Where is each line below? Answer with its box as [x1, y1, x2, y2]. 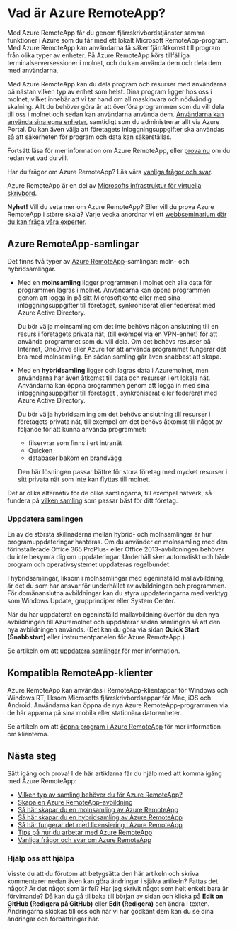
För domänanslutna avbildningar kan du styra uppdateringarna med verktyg [7, 589, 228, 598]
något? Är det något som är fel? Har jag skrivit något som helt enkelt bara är [7, 884, 229, 892]
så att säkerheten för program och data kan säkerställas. [7, 133, 172, 141]
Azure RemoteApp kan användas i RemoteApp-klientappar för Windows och [7, 685, 229, 694]
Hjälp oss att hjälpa [7, 853, 74, 863]
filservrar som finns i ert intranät [28, 438, 122, 447]
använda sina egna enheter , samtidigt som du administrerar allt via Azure [7, 117, 220, 125]
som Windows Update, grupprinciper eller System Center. [7, 597, 175, 605]
